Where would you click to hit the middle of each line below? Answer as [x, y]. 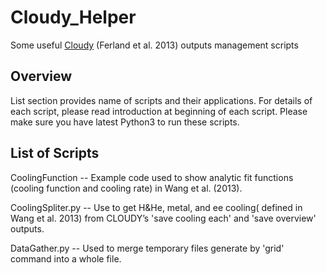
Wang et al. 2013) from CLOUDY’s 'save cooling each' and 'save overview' [163, 218]
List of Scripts [55, 153]
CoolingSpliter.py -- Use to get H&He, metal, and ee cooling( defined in [156, 207]
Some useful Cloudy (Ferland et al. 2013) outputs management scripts [154, 45]
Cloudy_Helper [73, 17]
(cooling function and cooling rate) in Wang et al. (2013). [126, 188]
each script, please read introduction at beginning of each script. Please [159, 111]
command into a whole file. [66, 258]
